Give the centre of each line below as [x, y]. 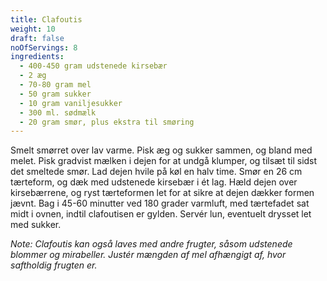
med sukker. [36, 225]
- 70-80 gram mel [55, 85]
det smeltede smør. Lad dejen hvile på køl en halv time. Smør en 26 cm [156, 172]
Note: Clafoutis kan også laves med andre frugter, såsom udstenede [151, 244]
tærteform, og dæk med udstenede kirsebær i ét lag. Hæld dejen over [154, 182]
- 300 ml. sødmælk [58, 112]
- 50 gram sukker [55, 94]
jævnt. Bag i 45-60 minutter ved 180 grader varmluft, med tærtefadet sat [160, 203]
